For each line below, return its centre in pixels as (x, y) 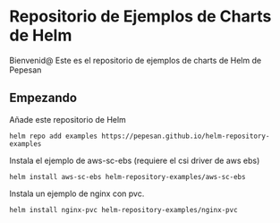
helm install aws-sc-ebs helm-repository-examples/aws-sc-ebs (127, 176)
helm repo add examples (54, 136)
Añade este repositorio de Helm (68, 119)
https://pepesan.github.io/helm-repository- (186, 136)
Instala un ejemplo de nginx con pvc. (77, 193)
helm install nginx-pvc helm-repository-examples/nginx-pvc (124, 210)
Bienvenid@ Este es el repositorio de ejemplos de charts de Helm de (136, 60)
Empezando (43, 98)
